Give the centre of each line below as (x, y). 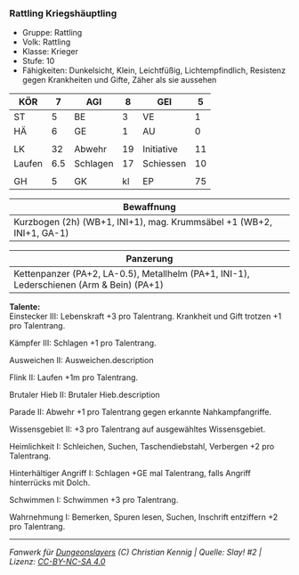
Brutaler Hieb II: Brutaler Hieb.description (85, 395)
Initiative (160, 150)
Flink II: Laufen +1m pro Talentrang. (74, 377)
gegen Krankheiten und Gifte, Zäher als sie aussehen (119, 80)
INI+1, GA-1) (41, 233)
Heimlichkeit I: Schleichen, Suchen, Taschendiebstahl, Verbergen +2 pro (142, 447)
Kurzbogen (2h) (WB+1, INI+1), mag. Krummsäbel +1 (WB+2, (143, 223)
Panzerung (149, 259)
